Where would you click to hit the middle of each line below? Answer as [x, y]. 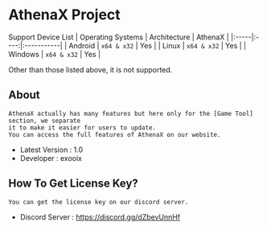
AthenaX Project [64, 15]
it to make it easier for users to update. [82, 127]
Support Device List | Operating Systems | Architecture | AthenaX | [119, 37]
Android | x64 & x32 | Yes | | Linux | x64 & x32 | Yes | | [158, 45]
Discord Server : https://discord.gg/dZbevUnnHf [100, 217]
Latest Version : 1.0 [51, 150]
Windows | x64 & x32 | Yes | [55, 54]
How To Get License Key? [73, 184]
